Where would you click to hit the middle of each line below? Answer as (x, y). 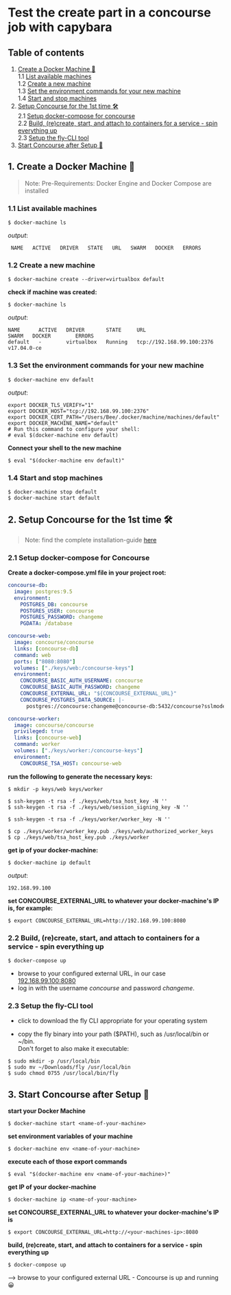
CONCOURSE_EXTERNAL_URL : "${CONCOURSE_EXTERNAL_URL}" (98, 694)
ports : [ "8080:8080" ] (45, 661)
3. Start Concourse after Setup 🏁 (78, 1094)
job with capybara (60, 27)
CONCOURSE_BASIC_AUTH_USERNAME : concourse (82, 681)
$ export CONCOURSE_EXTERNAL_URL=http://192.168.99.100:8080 (97, 920)
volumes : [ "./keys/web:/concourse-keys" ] (74, 668)
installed (36, 190)
